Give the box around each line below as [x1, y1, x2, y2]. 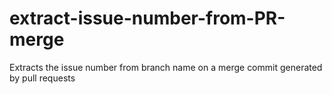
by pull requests [9, 72, 76, 84]
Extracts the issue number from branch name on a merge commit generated [9, 61, 323, 73]
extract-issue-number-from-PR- [9, 7, 286, 30]
